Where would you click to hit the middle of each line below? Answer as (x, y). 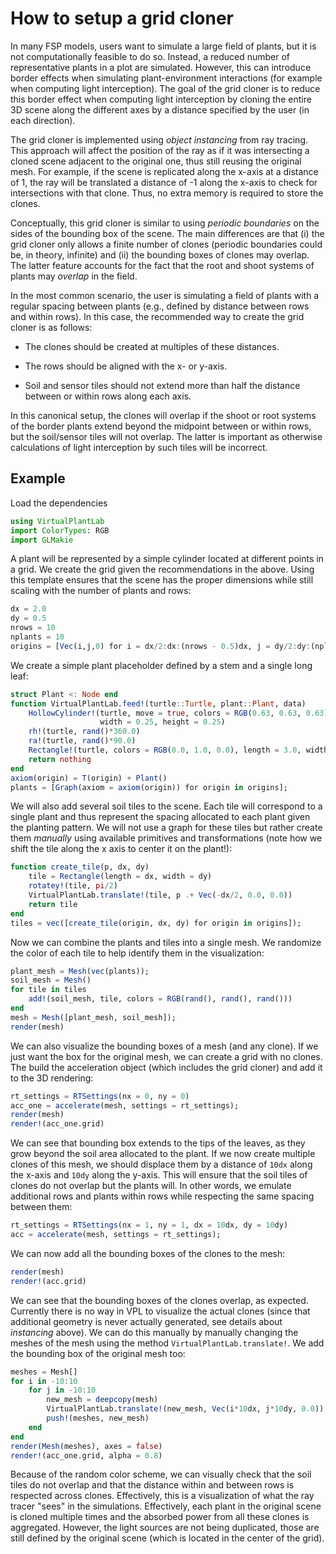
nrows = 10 (33, 628)
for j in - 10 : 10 (62, 1390)
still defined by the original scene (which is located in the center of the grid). (167, 1538)
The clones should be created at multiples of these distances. (152, 346)
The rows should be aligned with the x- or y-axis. (126, 366)
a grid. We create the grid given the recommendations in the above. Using (162, 569)
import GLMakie (42, 540)
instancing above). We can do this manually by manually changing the (154, 1332)
